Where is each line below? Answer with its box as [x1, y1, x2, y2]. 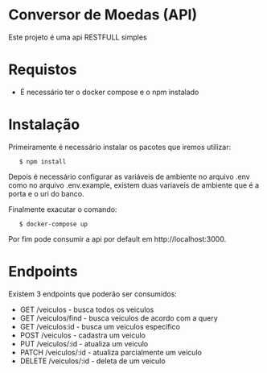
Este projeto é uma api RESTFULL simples [8, 32, 147, 42]
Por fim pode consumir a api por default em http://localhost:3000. [8, 234, 227, 243]
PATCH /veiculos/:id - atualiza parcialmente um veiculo [19, 347, 203, 357]
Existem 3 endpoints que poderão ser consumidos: [8, 288, 177, 299]
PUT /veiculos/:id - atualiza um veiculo [19, 338, 149, 348]
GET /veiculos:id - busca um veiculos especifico [19, 321, 181, 331]
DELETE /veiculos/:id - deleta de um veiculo [19, 356, 166, 366]
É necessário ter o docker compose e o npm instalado [19, 87, 199, 97]
